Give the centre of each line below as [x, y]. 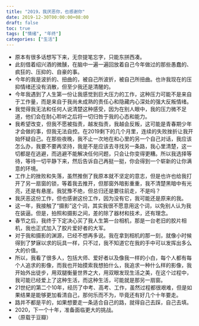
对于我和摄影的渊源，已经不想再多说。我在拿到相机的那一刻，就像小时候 [103, 235]
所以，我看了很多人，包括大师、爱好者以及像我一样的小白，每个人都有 [101, 258]
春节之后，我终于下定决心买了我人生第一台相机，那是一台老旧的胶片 [98, 220]
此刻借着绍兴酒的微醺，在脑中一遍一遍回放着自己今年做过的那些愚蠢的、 [103, 64]
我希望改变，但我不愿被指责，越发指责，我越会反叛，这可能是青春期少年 [103, 124]
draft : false [22, 23]
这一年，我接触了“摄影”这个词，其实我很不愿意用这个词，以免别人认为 [100, 206]
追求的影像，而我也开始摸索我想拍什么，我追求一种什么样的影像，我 [108, 265]
